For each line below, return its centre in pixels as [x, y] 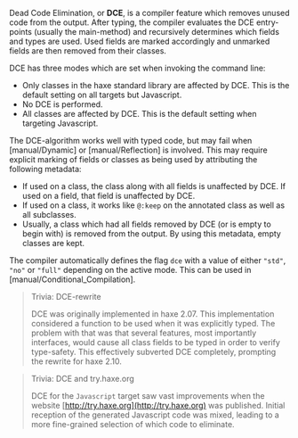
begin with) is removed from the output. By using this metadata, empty [152, 234]
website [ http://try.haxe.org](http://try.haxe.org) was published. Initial [158, 405]
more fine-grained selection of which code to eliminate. [133, 424]
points [21, 32]
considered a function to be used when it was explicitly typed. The [153, 323]
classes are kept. [53, 243]
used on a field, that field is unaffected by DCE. [109, 196]
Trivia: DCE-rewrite [66, 297]
